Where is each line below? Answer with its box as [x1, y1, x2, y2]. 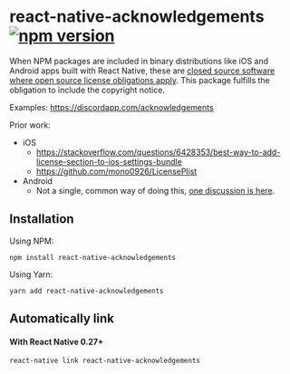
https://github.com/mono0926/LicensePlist [35, 166, 198, 177]
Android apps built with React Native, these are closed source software [9, 65, 275, 76]
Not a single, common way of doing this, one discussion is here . [35, 185, 275, 196]
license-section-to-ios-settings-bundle [35, 156, 183, 167]
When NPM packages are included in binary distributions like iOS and [9, 55, 269, 66]
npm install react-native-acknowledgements [9, 253, 177, 262]
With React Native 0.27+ [9, 336, 104, 347]
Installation [9, 211, 74, 227]
